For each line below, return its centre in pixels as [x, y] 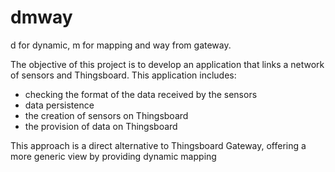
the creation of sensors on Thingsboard [106, 115]
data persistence [59, 105]
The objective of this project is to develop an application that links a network [167, 64]
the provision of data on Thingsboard [101, 126]
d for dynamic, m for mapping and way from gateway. [121, 45]
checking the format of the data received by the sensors [141, 94]
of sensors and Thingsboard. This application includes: [123, 75]
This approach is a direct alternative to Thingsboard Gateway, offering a [158, 145]
